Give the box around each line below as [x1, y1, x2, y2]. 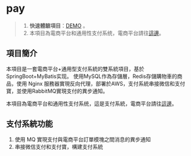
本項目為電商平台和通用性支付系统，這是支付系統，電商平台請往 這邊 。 [6, 100, 177, 107]
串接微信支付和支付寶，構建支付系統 [14, 143, 103, 150]
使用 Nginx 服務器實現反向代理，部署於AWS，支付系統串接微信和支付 [16, 80, 185, 87]
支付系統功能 [6, 119, 53, 129]
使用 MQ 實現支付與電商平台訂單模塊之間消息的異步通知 [14, 135, 151, 143]
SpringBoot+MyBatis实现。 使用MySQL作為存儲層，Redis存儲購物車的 [6, 73, 177, 80]
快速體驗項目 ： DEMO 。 [29, 22, 89, 29]
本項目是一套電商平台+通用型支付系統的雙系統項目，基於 [6, 65, 145, 72]
